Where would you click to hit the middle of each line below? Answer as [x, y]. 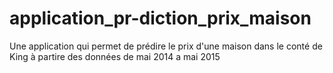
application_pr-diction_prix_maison [160, 18]
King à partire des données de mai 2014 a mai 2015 [115, 56]
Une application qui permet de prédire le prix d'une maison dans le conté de [166, 46]
